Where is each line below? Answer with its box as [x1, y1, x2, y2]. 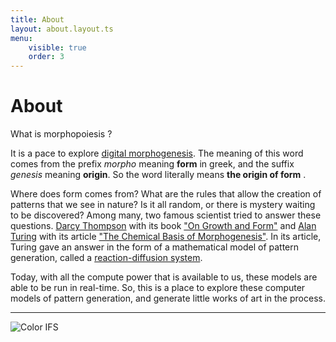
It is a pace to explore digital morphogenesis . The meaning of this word [10, 147, 304, 160]
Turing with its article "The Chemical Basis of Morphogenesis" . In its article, [10, 231, 322, 243]
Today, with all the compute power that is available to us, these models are [10, 271, 318, 283]
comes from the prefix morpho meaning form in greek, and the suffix [10, 158, 295, 170]
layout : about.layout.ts [10, 24, 114, 34]
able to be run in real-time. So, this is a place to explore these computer [10, 282, 306, 294]
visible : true [28, 42, 87, 53]
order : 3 [28, 52, 65, 62]
